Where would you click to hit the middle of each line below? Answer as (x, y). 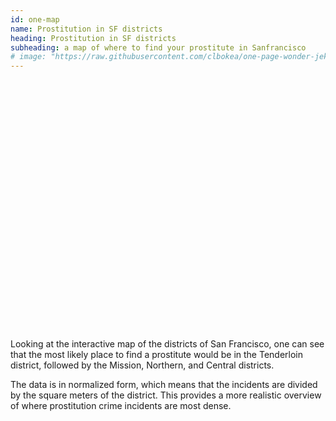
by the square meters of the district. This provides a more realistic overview (166, 395)
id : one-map (35, 19)
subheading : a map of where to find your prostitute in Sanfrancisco (158, 47)
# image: (28, 57)
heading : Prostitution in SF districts (93, 38)
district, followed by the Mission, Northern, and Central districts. (142, 365)
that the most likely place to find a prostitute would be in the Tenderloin (157, 355)
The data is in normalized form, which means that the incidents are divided (164, 385)
